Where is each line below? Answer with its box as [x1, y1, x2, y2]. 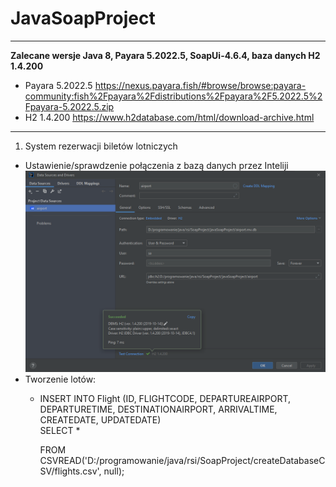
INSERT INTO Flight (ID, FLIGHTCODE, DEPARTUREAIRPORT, [39, 392, 292, 404]
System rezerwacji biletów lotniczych [24, 140, 178, 152]
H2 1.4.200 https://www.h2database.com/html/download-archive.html [24, 111, 315, 123]
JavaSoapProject [10, 7, 156, 30]
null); [103, 465, 125, 477]
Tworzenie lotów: [24, 373, 97, 385]
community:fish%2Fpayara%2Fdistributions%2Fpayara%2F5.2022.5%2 [24, 90, 323, 102]
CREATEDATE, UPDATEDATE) [39, 413, 162, 426]
